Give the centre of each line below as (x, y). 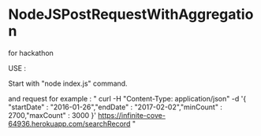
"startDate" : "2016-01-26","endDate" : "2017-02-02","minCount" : (116, 107)
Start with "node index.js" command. (68, 83)
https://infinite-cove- (132, 115)
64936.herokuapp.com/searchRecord (69, 123)
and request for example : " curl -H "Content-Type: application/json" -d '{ (127, 98)
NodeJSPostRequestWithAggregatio (131, 15)
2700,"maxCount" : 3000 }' (52, 115)
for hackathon (31, 53)
